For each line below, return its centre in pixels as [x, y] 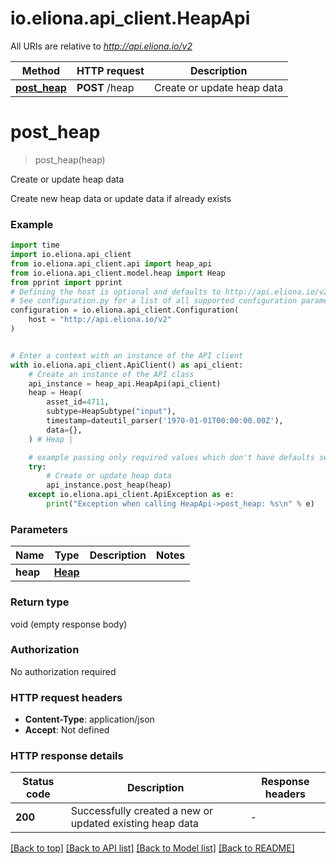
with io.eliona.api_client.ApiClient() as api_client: [127, 365]
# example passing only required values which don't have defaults [171, 457]
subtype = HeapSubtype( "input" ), [111, 412]
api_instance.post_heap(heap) [109, 485]
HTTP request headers [66, 697]
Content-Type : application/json [89, 719]
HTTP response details [67, 756]
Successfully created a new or [142, 811]
